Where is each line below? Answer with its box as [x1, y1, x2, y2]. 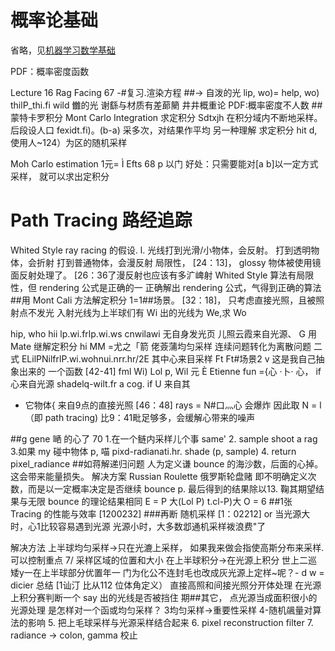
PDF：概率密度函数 [10, 65, 90, 77]
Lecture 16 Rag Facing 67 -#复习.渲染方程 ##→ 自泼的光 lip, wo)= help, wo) [10, 86, 320, 98]
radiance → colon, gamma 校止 [10, 629, 138, 641]
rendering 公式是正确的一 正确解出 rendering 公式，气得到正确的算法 [38, 281, 322, 293]
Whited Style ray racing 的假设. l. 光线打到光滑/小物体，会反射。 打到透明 [10, 244, 312, 256]
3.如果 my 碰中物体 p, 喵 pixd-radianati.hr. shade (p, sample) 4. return [10, 445, 297, 457]
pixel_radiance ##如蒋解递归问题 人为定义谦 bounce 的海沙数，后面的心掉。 [10, 457, 324, 470]
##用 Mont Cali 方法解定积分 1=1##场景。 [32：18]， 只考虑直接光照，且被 [10, 294, 317, 306]
